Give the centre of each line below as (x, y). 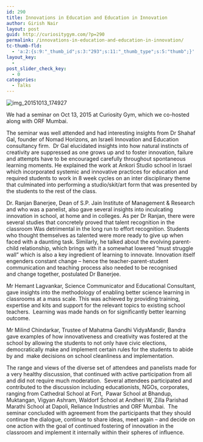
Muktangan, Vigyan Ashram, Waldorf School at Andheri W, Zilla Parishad (97, 400)
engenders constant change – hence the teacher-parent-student (87, 261)
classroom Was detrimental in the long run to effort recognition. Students (98, 229)
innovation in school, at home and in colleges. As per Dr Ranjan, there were (101, 216)
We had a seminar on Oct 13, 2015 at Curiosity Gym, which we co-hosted (98, 114)
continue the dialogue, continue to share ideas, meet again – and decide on (101, 419)
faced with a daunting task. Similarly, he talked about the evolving (89, 242)
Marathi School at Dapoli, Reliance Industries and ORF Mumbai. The (92, 406)
